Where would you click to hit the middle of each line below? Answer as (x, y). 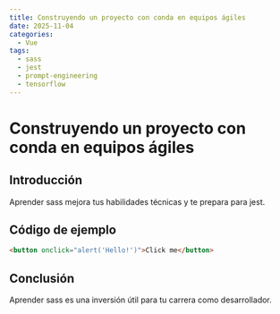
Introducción (46, 180)
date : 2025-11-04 (42, 26)
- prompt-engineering (58, 76)
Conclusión (42, 278)
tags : (19, 51)
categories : (31, 34)
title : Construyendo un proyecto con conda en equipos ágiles (127, 17)
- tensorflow (42, 84)
